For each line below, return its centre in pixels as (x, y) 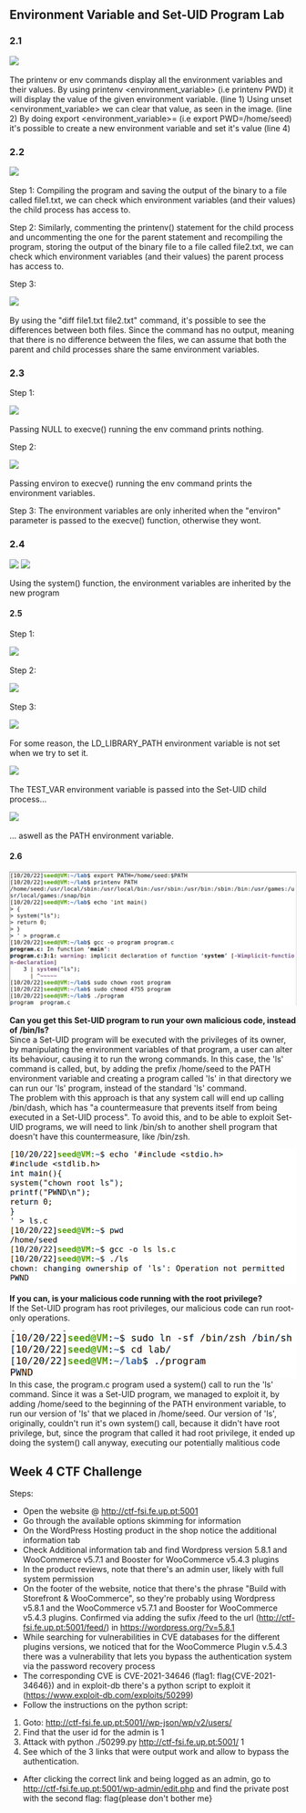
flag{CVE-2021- (246, 1675)
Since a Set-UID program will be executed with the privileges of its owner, (148, 1040)
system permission (58, 1579)
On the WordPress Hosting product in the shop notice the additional (150, 1530)
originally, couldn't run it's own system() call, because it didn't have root (145, 1424)
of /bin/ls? (30, 1031)
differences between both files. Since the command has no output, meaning (152, 330)
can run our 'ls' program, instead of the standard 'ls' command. (128, 1088)
